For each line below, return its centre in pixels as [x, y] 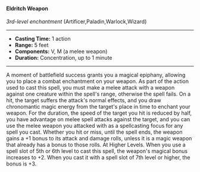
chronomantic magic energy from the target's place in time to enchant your [98, 107]
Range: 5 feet [32, 45]
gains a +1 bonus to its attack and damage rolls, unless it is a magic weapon [99, 139]
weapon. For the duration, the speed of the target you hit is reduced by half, [99, 113]
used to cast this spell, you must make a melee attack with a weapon [90, 88]
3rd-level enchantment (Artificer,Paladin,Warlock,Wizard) [76, 21]
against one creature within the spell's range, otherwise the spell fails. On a [99, 94]
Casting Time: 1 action [43, 39]
